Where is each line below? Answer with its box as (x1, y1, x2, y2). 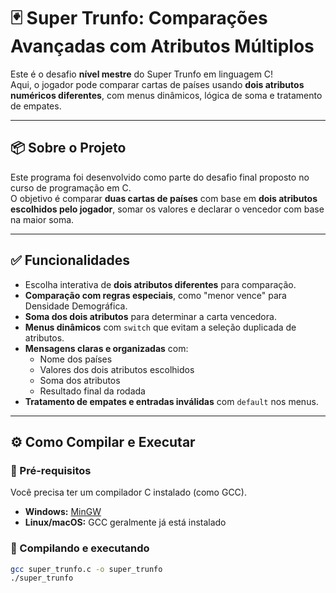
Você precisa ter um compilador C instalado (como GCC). (10, 486, 247, 499)
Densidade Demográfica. (24, 300, 128, 312)
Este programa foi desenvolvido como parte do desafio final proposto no (10, 171, 310, 183)
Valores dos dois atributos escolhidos (39, 363, 195, 375)
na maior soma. (10, 213, 75, 225)
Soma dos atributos (39, 374, 121, 386)
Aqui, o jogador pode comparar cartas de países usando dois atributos (10, 78, 305, 90)
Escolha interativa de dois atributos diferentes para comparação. (24, 278, 297, 290)
